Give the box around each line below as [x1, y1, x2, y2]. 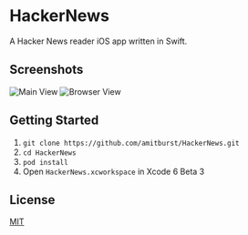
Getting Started [9, 113, 99, 128]
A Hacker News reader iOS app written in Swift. [9, 36, 188, 46]
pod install [22, 158, 68, 167]
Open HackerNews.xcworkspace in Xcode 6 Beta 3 [22, 166, 205, 177]
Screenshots [9, 62, 84, 77]
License [9, 192, 56, 208]
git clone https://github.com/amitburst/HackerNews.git [22, 138, 240, 148]
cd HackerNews [22, 148, 77, 158]
